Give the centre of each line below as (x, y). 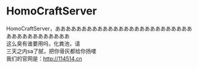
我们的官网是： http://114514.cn (44, 58)
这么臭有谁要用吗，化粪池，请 (43, 43)
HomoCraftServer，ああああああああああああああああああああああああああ (99, 28)
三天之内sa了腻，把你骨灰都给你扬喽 (51, 51)
